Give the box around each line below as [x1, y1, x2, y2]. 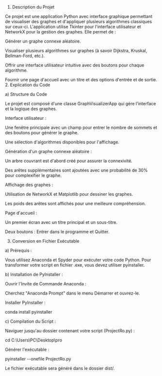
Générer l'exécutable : [5, 346, 49, 352]
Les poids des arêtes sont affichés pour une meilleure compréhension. [5, 201, 146, 206]
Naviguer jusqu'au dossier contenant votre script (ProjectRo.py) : [5, 328, 135, 333]
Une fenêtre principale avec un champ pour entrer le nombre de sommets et [5, 125, 158, 130]
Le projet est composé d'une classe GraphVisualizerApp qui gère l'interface [5, 101, 156, 106]
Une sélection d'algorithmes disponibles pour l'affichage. [5, 139, 120, 145]
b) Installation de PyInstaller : [5, 271, 63, 277]
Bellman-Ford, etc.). [5, 53, 45, 59]
